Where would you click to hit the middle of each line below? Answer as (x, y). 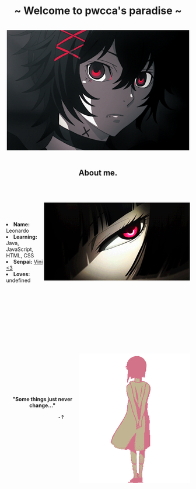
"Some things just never (43, 399)
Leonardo (17, 230)
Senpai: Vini (28, 261)
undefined (18, 280)
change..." (42, 405)
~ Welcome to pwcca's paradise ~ (98, 11)
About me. (98, 173)
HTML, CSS (20, 255)
